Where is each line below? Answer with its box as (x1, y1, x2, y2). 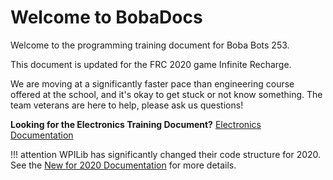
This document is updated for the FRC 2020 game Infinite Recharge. (10, 58, 292, 70)
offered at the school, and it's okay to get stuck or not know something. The (10, 88, 323, 100)
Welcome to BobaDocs (10, 6, 203, 29)
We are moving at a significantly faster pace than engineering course (10, 77, 295, 90)
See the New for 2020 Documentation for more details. (10, 159, 237, 171)
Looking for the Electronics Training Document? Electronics (10, 118, 262, 130)
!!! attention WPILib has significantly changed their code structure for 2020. (10, 148, 322, 160)
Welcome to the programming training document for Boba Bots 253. (10, 39, 290, 51)
